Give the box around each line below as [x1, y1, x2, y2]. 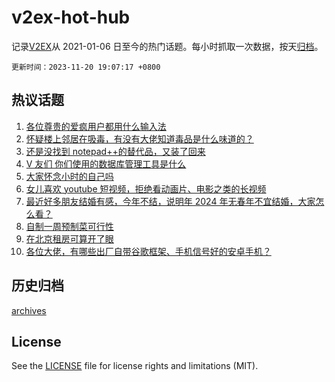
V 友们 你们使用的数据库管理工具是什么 [25, 157, 187, 170]
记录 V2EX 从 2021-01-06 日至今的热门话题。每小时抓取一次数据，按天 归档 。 [11, 40, 324, 52]
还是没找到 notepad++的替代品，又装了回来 [25, 145, 206, 157]
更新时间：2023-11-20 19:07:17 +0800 [11, 62, 161, 72]
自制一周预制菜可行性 [25, 220, 114, 232]
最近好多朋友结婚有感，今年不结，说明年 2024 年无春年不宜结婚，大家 [25, 195, 316, 207]
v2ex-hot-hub [11, 6, 131, 29]
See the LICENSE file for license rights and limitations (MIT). [11, 360, 259, 372]
